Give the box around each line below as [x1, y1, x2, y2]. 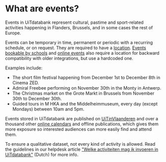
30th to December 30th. [12, 95, 62, 102]
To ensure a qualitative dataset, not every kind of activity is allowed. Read [5, 141, 156, 147]
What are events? [5, 3, 79, 14]
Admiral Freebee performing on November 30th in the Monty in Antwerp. [12, 85, 162, 91]
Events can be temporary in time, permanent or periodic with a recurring [5, 39, 153, 45]
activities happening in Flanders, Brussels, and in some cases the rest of [5, 24, 153, 30]
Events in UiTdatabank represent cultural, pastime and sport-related [5, 19, 144, 25]
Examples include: [5, 65, 43, 71]
